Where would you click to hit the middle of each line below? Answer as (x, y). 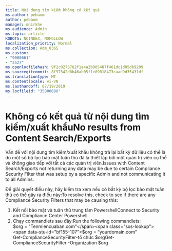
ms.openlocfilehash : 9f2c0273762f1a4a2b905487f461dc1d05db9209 (74, 67)
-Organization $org (88, 243)
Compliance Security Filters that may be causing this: (62, 200)
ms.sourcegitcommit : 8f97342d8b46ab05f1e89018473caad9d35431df (74, 72)
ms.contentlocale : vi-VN (32, 81)
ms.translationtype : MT (31, 77)
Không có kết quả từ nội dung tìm (78, 116)
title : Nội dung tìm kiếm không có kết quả (53, 10)
